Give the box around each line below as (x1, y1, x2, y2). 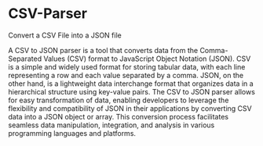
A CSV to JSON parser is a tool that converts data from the (8, 45, 199, 55)
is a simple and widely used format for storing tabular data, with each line (8, 62, 246, 71)
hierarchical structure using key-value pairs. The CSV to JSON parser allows (8, 87, 255, 96)
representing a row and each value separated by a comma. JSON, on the (8, 70, 244, 80)
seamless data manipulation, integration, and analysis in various (8, 120, 215, 130)
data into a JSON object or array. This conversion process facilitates (8, 112, 229, 121)
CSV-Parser (8, 5, 88, 23)
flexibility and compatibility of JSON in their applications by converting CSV (8, 103, 253, 113)
